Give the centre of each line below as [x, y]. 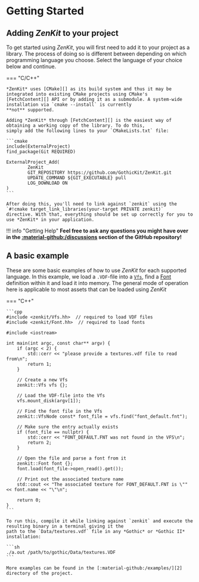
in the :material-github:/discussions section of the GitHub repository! [94, 237]
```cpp [14, 312]
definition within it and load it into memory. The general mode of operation [97, 283]
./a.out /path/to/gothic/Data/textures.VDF [61, 552]
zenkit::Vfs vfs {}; [42, 385]
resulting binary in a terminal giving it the [65, 526]
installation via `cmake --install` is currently [69, 105]
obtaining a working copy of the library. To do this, [76, 125]
